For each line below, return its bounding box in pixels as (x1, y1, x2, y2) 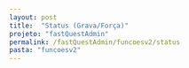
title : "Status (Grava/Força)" (9, 21, 129, 30)
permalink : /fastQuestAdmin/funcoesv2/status (9, 37, 180, 47)
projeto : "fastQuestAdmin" (9, 29, 109, 38)
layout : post (9, 12, 58, 22)
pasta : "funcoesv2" (9, 46, 82, 55)
